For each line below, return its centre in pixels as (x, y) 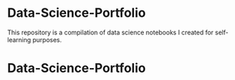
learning (19, 39)
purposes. (47, 39)
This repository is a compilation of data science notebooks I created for (110, 32)
